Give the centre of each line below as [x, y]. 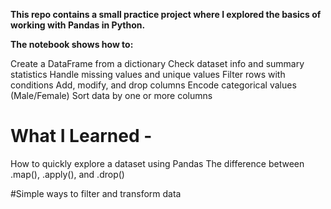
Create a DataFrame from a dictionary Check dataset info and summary [157, 63]
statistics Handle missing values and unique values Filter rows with [148, 74]
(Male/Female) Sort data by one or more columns [111, 95]
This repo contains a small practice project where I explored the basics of [166, 14]
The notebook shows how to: [72, 44]
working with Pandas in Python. [78, 25]
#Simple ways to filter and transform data [96, 193]
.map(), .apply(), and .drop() [67, 174]
